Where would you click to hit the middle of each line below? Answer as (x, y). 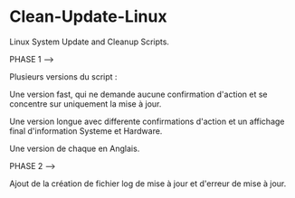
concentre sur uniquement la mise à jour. (86, 104)
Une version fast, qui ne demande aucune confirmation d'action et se (138, 94)
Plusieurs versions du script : (63, 76)
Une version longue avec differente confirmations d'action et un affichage (147, 121)
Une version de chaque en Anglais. (75, 148)
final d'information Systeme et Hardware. (86, 131)
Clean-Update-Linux (88, 17)
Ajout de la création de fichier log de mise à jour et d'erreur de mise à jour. (148, 184)
